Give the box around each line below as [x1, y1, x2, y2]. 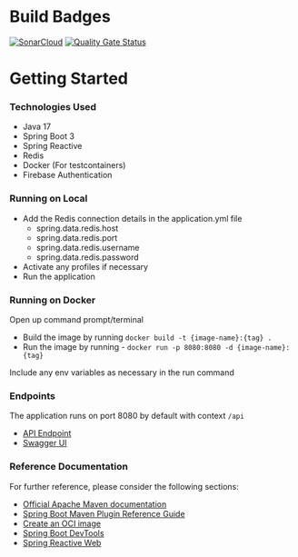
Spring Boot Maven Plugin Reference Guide [22, 508, 185, 519]
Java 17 [22, 121, 52, 133]
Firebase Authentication [22, 170, 113, 181]
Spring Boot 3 [22, 131, 75, 142]
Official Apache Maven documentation [22, 498, 167, 510]
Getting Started [9, 68, 129, 89]
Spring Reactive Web [22, 537, 102, 548]
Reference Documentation [9, 461, 129, 473]
